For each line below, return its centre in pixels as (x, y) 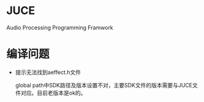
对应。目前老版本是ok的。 (53, 93)
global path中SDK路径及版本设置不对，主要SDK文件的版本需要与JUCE (104, 85)
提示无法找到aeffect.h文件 (48, 72)
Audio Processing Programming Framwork (60, 27)
